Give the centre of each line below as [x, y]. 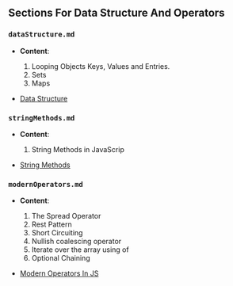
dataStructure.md [42, 34]
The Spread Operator [66, 216]
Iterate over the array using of [80, 250]
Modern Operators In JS [59, 273]
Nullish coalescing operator [76, 242]
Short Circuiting [57, 233]
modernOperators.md [46, 184]
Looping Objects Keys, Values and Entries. [101, 66]
